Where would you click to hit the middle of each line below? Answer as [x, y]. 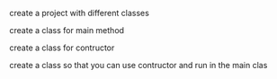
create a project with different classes [80, 13]
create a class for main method [67, 30]
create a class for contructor [62, 48]
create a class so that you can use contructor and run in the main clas [138, 65]
